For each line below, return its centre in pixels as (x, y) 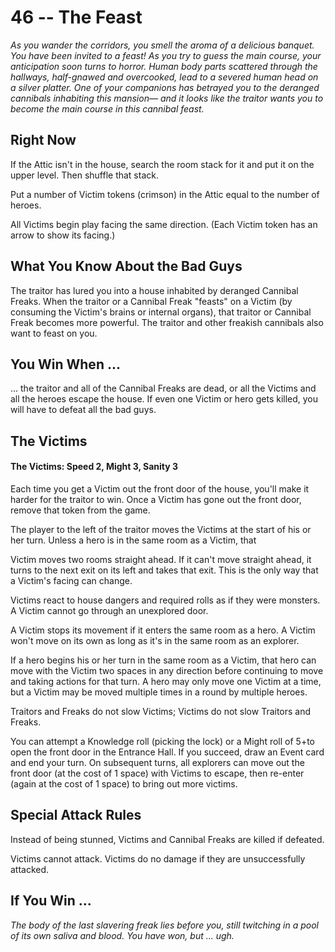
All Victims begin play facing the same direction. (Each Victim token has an (164, 224)
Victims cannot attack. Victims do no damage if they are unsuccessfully (158, 858)
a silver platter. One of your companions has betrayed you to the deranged (165, 87)
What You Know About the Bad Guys (126, 266)
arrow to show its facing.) (63, 235)
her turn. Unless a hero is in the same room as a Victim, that (133, 540)
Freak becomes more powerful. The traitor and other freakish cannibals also (167, 322)
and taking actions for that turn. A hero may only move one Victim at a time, (166, 681)
